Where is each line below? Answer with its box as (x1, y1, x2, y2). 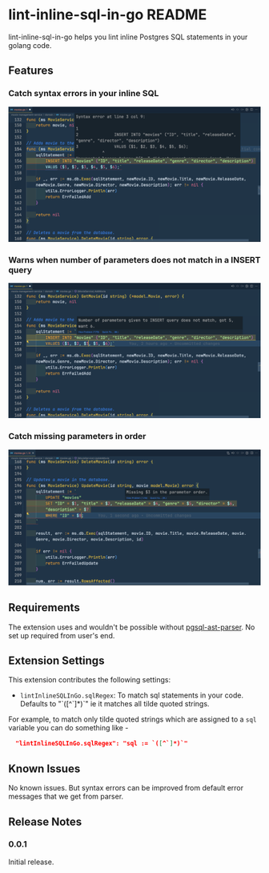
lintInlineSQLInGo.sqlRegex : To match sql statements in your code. (19, 690, 244, 700)
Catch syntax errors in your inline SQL (8, 88, 159, 99)
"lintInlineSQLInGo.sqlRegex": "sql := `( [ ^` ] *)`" (15, 739, 188, 748)
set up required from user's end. (8, 630, 115, 640)
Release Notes (8, 815, 82, 828)
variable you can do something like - (8, 723, 129, 733)
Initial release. (8, 857, 54, 867)
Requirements (8, 601, 80, 614)
